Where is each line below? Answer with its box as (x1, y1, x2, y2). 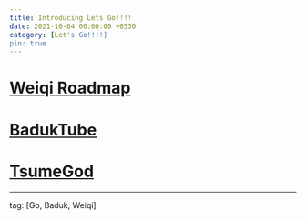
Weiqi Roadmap (9, 78, 131, 98)
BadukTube (9, 119, 97, 140)
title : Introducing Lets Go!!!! (9, 13, 132, 23)
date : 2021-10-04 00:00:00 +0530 (9, 22, 137, 31)
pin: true (9, 38, 47, 48)
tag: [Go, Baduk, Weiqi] (9, 199, 97, 210)
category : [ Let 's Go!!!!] (9, 30, 107, 39)
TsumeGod (9, 161, 94, 182)
